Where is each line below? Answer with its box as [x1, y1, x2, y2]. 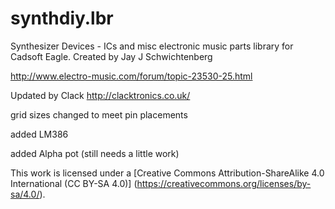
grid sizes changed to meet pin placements [10, 108, 188, 121]
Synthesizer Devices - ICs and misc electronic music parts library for [10, 40, 294, 52]
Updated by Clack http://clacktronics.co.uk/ [10, 89, 191, 101]
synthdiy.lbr [10, 7, 114, 30]
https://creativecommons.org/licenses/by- [136, 177, 312, 189]
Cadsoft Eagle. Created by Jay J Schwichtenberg [10, 50, 213, 62]
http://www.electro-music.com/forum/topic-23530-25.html [10, 70, 253, 82]
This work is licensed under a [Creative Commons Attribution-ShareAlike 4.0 [10, 167, 325, 179]
